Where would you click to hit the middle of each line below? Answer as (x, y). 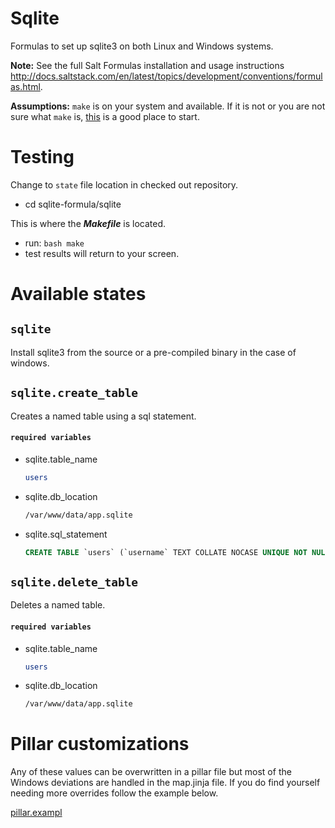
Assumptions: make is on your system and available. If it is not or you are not (168, 106)
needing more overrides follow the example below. (114, 793)
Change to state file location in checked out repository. (124, 184)
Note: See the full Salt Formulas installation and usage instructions (147, 65)
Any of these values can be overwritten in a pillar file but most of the (151, 772)
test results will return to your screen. (102, 253)
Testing (42, 157)
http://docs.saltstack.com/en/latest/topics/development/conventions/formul (166, 76)
